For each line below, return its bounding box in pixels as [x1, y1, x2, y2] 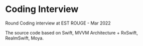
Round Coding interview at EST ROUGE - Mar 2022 [5, 20, 111, 26]
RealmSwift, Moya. [5, 35, 44, 41]
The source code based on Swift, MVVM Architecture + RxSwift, [5, 29, 138, 35]
